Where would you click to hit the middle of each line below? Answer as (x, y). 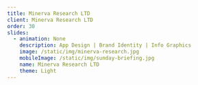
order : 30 (21, 26)
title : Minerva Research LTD (49, 13)
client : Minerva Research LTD (50, 20)
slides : (18, 33)
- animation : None (40, 39)
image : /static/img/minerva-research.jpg (79, 52)
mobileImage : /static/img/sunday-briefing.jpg (87, 58)
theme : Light (38, 71)
